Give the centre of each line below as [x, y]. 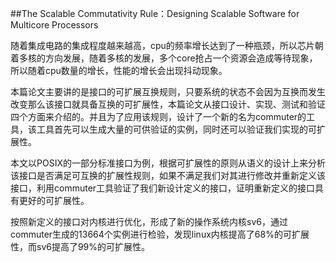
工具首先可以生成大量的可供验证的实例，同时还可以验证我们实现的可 [176, 129]
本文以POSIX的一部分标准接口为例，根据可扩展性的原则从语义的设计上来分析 [168, 163]
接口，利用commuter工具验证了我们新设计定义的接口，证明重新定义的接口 [163, 188]
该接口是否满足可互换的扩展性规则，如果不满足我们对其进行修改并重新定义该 [168, 175]
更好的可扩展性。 [54, 200]
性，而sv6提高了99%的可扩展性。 [80, 246]
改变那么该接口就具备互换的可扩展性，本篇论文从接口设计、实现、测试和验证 [168, 104]
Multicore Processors [54, 25]
